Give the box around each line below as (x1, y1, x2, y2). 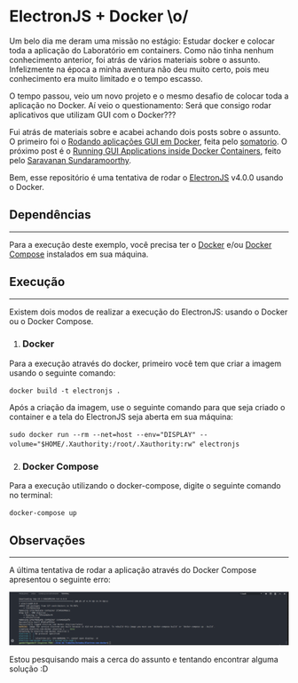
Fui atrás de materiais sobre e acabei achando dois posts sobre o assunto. (9, 126, 281, 137)
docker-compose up (9, 509, 77, 518)
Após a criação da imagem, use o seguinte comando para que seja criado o (9, 401, 286, 412)
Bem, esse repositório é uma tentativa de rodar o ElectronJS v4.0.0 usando (9, 171, 284, 183)
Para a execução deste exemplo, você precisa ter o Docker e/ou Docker (9, 239, 272, 250)
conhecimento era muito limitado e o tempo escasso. (9, 73, 203, 83)
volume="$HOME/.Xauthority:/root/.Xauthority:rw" (9, 440, 197, 449)
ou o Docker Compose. (9, 315, 94, 326)
